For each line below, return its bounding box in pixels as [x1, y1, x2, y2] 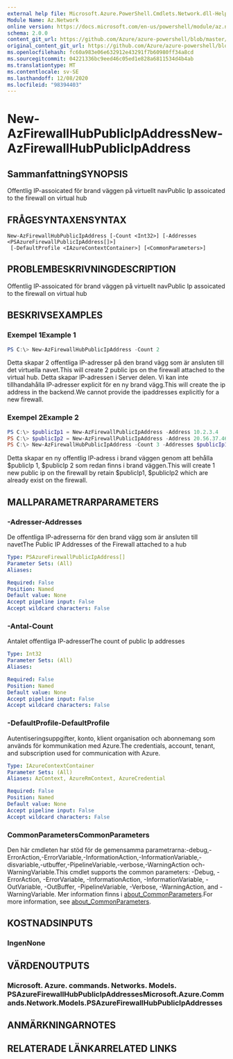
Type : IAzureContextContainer [7, 762, 95, 769]
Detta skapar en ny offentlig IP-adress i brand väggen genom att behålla [7, 454, 214, 462]
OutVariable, [7, 883, 43, 891]
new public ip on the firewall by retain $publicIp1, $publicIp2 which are [7, 469, 209, 477]
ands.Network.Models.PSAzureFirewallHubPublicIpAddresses [7, 998, 223, 1008]
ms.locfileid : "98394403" [7, 81, 82, 88]
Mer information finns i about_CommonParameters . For [58, 890, 213, 898]
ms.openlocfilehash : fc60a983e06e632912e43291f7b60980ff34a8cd [7, 49, 194, 56]
